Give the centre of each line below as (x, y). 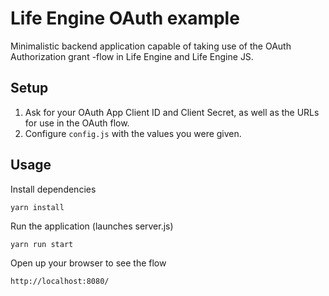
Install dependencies (53, 189)
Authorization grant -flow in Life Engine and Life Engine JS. (132, 56)
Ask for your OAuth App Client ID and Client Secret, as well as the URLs (172, 112)
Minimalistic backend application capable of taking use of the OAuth (151, 46)
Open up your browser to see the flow (88, 263)
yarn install (37, 207)
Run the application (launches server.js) (92, 226)
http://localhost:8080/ (60, 281)
